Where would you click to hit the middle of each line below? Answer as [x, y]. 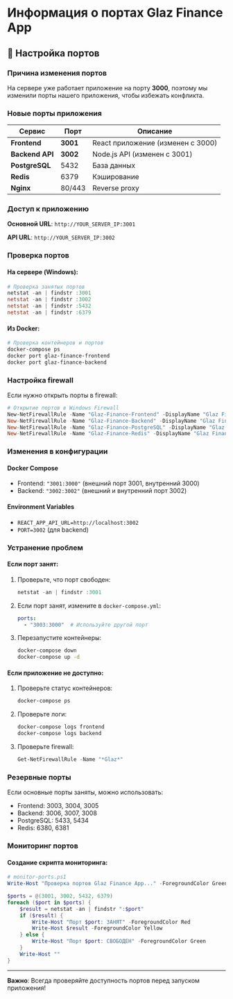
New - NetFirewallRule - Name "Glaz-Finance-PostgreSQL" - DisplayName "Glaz [116, 427]
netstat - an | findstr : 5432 [49, 306]
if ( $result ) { [42, 915]
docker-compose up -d [48, 657]
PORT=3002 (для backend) [53, 530]
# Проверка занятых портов [46, 287]
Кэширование [116, 177]
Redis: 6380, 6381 [43, 828]
